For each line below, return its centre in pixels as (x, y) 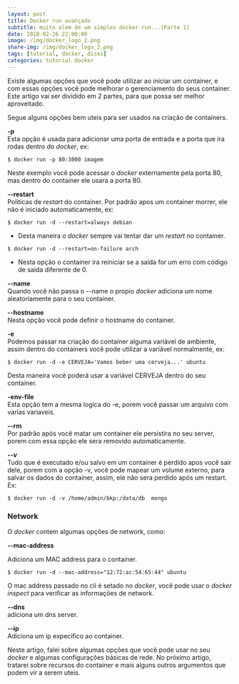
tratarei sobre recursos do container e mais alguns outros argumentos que (117, 665)
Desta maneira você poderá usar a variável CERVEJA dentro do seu (107, 375)
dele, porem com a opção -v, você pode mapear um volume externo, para (116, 470)
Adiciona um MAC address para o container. (72, 559)
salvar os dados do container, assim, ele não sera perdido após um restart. (117, 477)
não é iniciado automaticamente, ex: (61, 209)
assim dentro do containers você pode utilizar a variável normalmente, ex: (116, 349)
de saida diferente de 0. (52, 269)
